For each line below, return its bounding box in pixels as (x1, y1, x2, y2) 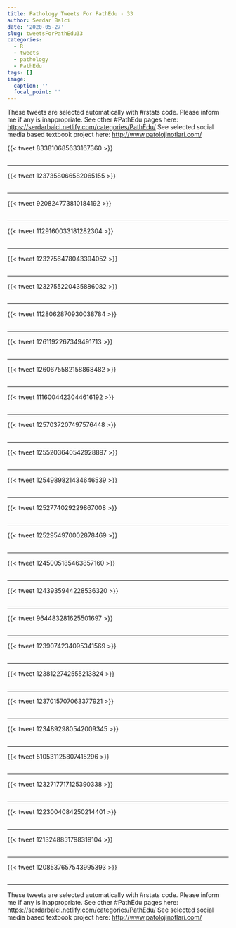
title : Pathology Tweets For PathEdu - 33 (7, 10, 133, 18)
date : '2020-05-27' (7, 23, 65, 30)
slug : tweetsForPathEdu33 (7, 30, 83, 37)
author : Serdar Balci (7, 17, 71, 24)
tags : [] (7, 69, 33, 76)
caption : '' (13, 82, 49, 89)
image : (7, 75, 27, 83)
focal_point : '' (13, 89, 61, 96)
